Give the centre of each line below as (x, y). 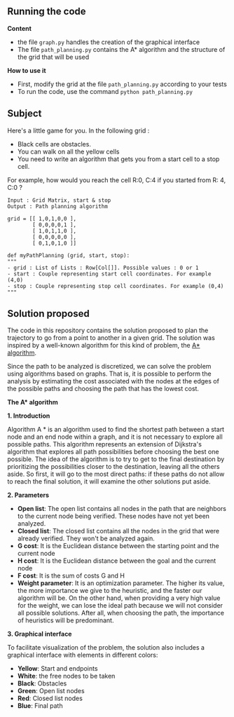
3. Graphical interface (40, 634)
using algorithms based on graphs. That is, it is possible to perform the (109, 374)
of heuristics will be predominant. (66, 620)
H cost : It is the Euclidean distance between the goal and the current (117, 561)
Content (19, 28)
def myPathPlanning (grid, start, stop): (69, 255)
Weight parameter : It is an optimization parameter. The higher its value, (121, 583)
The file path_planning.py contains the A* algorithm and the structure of (121, 49)
